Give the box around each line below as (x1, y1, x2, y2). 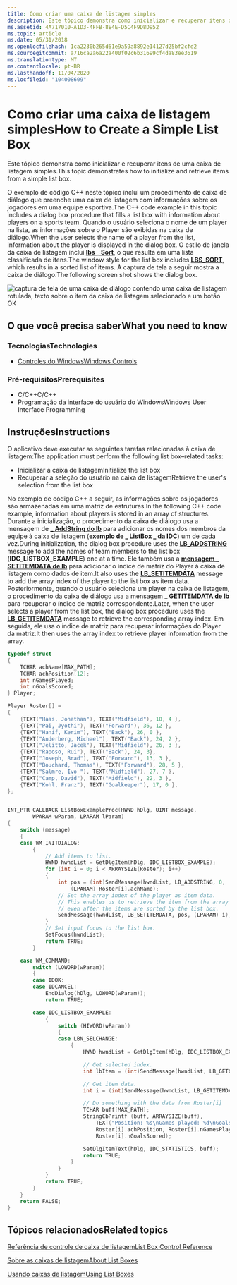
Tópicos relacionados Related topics (7, 1224, 169, 1236)
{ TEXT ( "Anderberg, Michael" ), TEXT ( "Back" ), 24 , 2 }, (20, 735, 181, 743)
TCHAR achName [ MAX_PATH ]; (20, 664, 97, 671)
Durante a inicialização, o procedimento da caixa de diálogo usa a (7, 517, 199, 525)
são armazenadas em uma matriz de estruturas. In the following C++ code (7, 502, 221, 511)
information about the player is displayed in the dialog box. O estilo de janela (7, 240, 229, 249)
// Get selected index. (83, 1061, 153, 1068)
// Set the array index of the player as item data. (57, 891, 217, 899)
